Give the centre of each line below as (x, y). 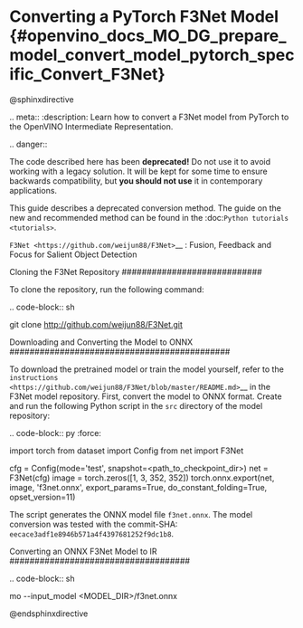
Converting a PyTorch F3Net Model (144, 17)
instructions (34, 377)
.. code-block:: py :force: (56, 433)
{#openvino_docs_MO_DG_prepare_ (148, 36)
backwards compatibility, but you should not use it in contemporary (136, 181)
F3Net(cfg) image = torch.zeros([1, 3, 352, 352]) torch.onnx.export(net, (142, 478)
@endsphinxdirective (49, 614)
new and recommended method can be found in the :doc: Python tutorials (149, 217)
